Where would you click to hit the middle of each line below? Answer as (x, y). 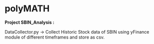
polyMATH (27, 9)
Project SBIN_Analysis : (29, 22)
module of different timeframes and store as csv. (55, 37)
